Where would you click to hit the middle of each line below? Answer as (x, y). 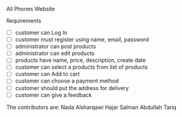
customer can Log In (41, 32)
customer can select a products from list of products (81, 67)
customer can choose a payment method (67, 81)
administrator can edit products (55, 53)
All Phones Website (31, 9)
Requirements (24, 21)
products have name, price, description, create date (80, 60)
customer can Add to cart (47, 74)
